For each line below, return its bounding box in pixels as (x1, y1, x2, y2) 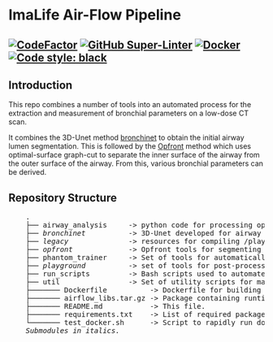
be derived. (8, 167, 47, 177)
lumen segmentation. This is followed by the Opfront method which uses (8, 141, 252, 151)
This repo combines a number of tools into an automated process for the (8, 100, 252, 110)
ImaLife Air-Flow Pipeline (8, 6, 181, 24)
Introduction (8, 78, 73, 92)
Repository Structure (8, 191, 118, 205)
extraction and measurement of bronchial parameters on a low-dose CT (8, 108, 249, 119)
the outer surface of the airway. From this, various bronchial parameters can (8, 158, 264, 168)
